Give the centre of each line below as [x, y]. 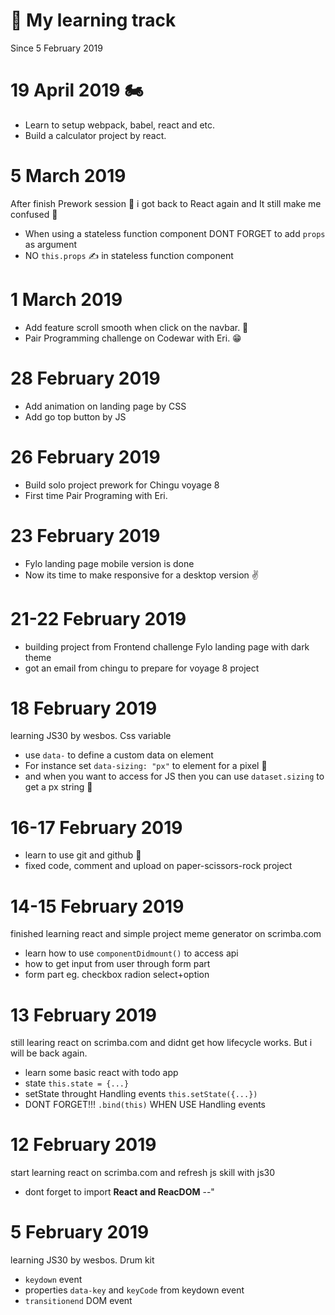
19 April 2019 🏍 [77, 90]
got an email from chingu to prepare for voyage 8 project [142, 668]
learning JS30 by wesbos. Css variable [91, 736]
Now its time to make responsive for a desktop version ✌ [141, 575]
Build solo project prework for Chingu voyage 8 [122, 485]
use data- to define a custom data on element [119, 755]
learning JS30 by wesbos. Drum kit [82, 1260]
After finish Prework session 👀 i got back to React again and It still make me [166, 203]
